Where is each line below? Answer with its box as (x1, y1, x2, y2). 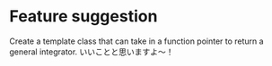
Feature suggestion (9, 6, 158, 27)
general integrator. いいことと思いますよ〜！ (9, 46, 174, 57)
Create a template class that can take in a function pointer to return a (9, 36, 264, 46)
